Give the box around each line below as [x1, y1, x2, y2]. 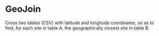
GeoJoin [5, 3, 41, 15]
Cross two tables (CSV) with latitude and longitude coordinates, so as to [5, 20, 154, 26]
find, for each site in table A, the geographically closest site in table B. [5, 25, 149, 31]
